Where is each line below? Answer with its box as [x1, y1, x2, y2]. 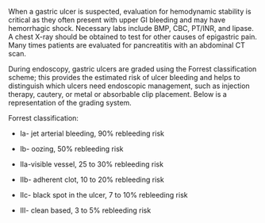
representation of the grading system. [8, 98, 132, 107]
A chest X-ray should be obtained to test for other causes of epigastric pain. [8, 32, 258, 41]
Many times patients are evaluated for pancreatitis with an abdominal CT [8, 40, 246, 50]
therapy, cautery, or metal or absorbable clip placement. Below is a [8, 90, 228, 98]
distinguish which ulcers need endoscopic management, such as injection [8, 81, 250, 90]
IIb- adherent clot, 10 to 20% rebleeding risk [19, 175, 164, 184]
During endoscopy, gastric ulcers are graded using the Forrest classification [8, 64, 257, 74]
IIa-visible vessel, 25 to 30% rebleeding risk [19, 160, 164, 169]
